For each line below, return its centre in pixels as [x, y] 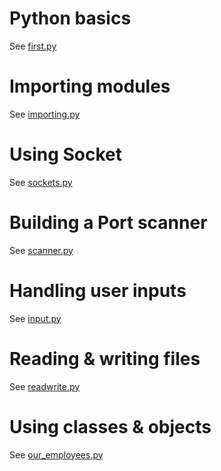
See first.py [33, 46]
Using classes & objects [110, 426]
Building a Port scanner [108, 223]
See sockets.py [41, 182]
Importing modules [90, 86]
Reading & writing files [105, 358]
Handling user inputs [98, 290]
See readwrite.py [45, 386]
